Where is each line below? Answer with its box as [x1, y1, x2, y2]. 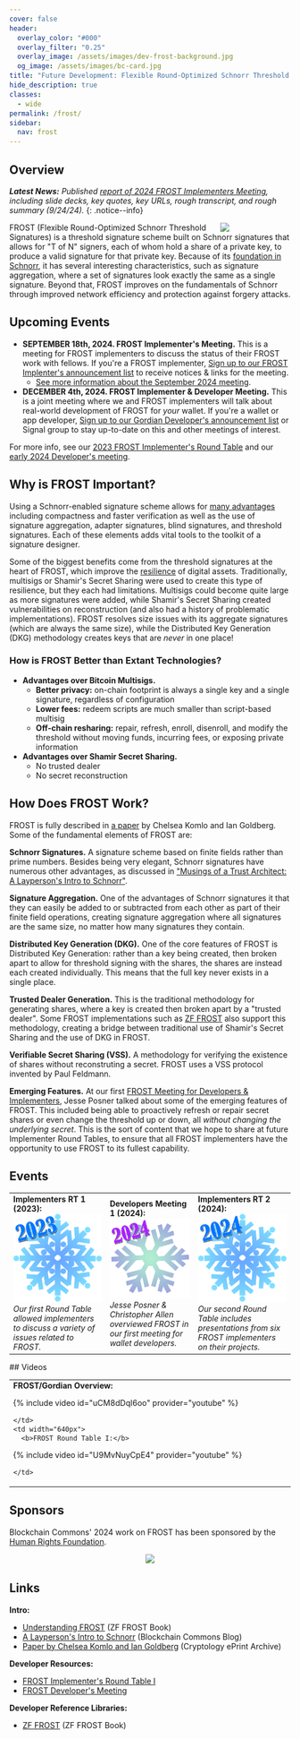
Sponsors [9, 1503, 64, 1518]
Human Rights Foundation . [9, 1536, 107, 1546]
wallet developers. [109, 1337, 177, 1348]
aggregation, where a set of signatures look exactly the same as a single [9, 270, 276, 280]
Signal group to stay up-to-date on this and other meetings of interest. [21, 424, 281, 434]
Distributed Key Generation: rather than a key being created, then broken [9, 947, 278, 958]
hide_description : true [9, 81, 98, 90]
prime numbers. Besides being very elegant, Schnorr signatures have [9, 856, 265, 867]
